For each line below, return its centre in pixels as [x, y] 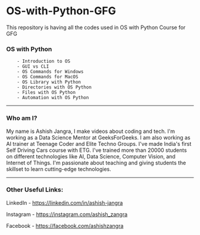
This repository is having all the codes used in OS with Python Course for [96, 27]
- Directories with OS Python [54, 87]
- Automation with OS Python [53, 98]
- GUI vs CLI [33, 66]
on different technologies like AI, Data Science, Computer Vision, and [91, 156]
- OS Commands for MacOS [48, 77]
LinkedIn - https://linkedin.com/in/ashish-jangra [65, 202]
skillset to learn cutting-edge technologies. [59, 169]
